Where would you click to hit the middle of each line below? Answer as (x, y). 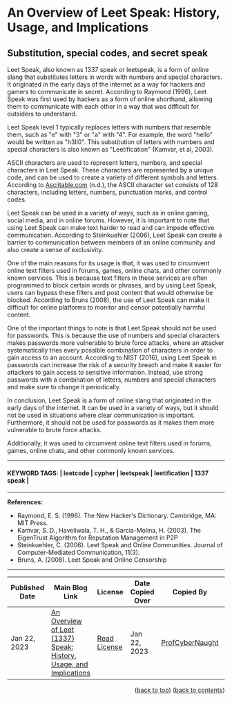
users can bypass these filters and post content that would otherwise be (110, 293)
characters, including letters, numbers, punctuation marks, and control (107, 192)
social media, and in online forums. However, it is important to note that (108, 220)
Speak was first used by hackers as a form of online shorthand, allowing (110, 99)
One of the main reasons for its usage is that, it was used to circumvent (108, 263)
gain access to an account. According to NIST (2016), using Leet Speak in (112, 357)
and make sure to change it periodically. (64, 387)
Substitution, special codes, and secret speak (108, 53)
